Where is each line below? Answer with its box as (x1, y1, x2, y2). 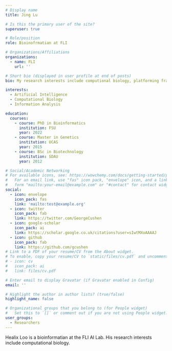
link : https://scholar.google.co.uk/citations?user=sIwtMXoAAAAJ (14, 230, 157, 235)
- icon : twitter (10, 206, 45, 211)
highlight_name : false (5, 297, 54, 302)
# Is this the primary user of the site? (5, 22, 95, 27)
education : (5, 111, 29, 116)
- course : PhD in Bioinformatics (14, 120, 86, 126)
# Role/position (5, 35, 40, 41)
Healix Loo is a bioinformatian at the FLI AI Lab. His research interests (5, 334, 152, 340)
